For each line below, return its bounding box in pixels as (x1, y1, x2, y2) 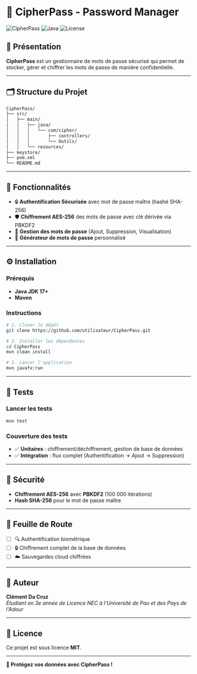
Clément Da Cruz (6, 593, 49, 600)
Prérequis (6, 274, 35, 283)
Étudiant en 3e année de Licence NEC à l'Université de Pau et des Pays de (6, 600, 187, 607)
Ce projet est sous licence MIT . (6, 644, 82, 651)
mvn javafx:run (6, 365, 43, 371)
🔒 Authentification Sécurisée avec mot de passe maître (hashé (14, 198, 169, 205)
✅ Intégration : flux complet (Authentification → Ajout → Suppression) (14, 451, 185, 459)
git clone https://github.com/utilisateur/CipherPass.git (6, 327, 151, 333)
